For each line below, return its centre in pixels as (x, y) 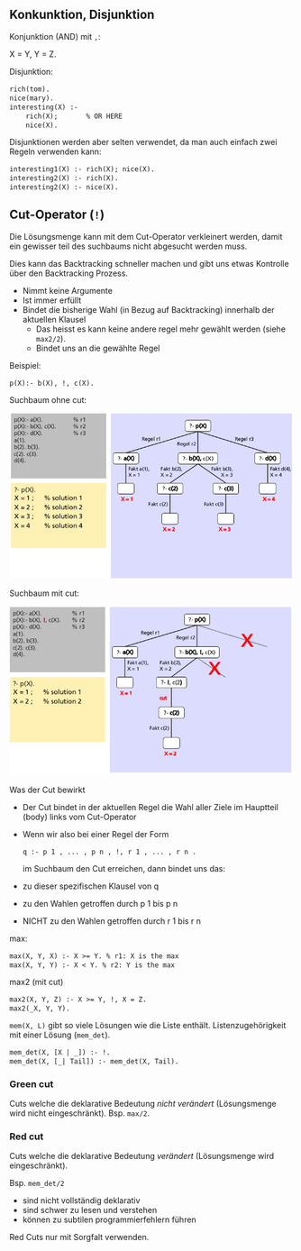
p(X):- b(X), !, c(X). (52, 383)
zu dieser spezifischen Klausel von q (91, 886)
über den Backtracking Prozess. (69, 273)
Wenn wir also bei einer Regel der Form (96, 834)
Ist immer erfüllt (52, 300)
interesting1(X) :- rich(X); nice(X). (82, 169)
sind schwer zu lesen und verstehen (90, 1210)
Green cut (32, 1083)
